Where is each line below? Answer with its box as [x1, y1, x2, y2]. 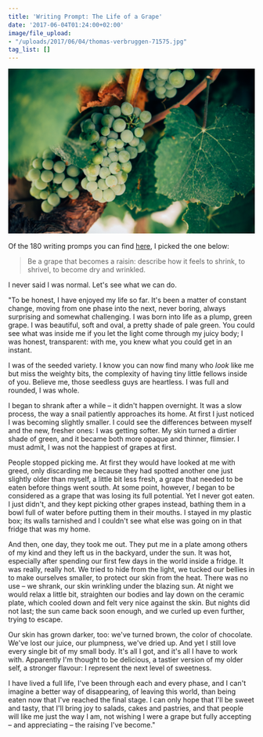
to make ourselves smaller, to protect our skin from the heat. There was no [8, 573, 249, 582]
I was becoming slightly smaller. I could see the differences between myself [8, 417, 253, 427]
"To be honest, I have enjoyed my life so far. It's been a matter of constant [8, 295, 247, 305]
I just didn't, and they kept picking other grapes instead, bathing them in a [8, 499, 247, 509]
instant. [8, 345, 33, 355]
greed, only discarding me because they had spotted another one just [8, 465, 233, 475]
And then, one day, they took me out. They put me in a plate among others [8, 539, 248, 549]
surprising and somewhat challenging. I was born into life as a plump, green [8, 312, 253, 321]
